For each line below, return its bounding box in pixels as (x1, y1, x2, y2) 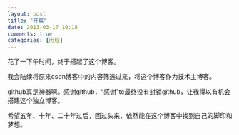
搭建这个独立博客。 (7, 97, 64, 105)
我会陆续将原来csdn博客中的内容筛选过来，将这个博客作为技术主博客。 (7, 72, 216, 81)
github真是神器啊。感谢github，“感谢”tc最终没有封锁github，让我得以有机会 (7, 87, 230, 96)
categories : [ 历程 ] (7, 37, 63, 44)
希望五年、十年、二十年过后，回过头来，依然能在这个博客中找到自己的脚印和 (7, 112, 233, 120)
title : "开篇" (7, 17, 48, 24)
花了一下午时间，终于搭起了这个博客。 (7, 58, 120, 66)
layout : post (7, 10, 46, 18)
